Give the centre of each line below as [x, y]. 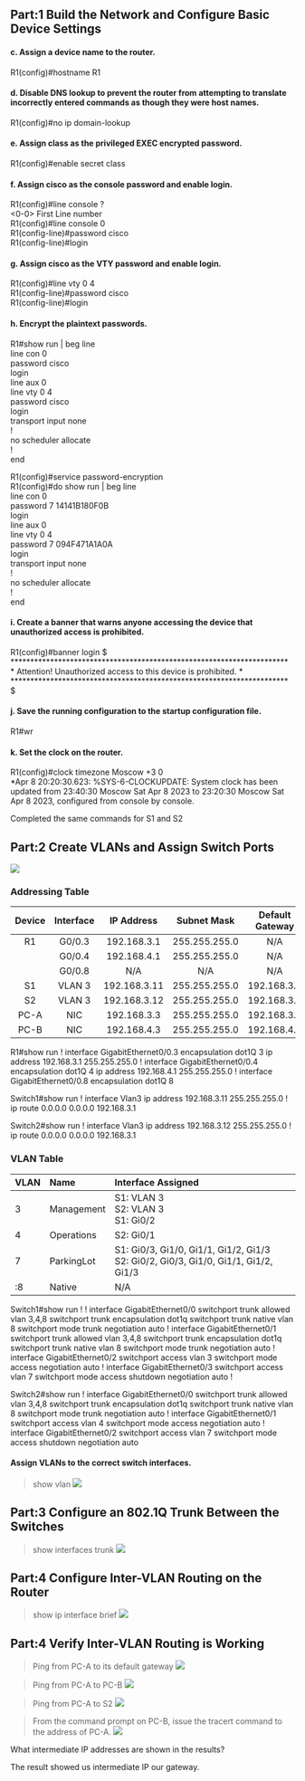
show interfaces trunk [73, 1549]
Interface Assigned [157, 1182]
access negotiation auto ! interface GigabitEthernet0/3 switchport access [147, 1367]
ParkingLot [72, 1261]
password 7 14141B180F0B [60, 505]
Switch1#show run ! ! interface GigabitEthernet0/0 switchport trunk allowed [150, 1309]
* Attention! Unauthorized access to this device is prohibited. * [127, 671]
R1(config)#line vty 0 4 [53, 283]
